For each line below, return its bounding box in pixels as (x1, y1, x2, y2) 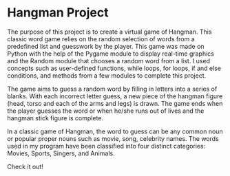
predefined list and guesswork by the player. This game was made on (7, 42, 205, 50)
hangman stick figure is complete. (7, 113, 104, 122)
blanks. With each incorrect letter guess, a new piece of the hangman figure (7, 91, 223, 100)
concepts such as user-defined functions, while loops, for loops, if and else (7, 64, 222, 72)
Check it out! (7, 162, 43, 170)
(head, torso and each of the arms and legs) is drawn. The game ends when (7, 99, 223, 107)
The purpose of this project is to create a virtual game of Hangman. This (7, 27, 212, 36)
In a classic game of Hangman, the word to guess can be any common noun (7, 127, 223, 135)
